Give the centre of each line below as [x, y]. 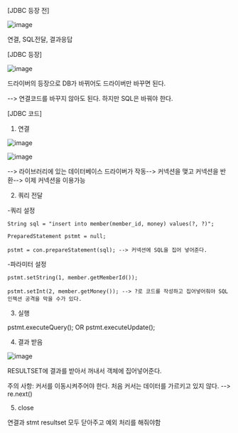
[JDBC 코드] [25, 113]
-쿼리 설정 [21, 210]
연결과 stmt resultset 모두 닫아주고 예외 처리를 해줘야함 [84, 422]
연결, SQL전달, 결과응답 [40, 39]
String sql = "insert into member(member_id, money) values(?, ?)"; [111, 224]
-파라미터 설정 [27, 264]
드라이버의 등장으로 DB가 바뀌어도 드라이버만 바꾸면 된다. [87, 83]
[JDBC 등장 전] [28, 10]
